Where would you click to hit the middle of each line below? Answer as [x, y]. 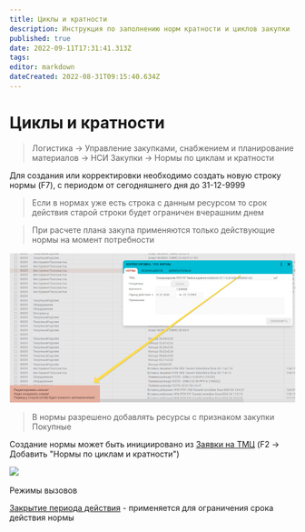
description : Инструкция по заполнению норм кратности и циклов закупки [150, 29]
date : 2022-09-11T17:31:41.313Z [70, 48]
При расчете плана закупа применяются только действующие [153, 230]
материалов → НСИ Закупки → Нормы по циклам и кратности [153, 157]
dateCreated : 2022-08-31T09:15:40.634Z [85, 77]
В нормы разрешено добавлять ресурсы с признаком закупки [153, 417]
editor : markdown [42, 67]
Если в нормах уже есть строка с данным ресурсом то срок [149, 202]
